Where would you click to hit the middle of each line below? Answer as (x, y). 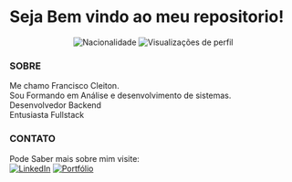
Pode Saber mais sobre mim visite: (74, 158)
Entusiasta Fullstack (47, 115)
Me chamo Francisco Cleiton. (65, 86)
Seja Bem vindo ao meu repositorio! (147, 17)
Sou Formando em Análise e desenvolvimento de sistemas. (120, 96)
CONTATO (33, 139)
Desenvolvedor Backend (56, 105)
